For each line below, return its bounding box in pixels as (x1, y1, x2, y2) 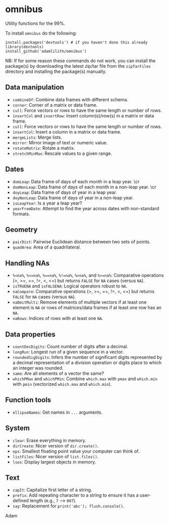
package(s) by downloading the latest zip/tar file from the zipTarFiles (5, 63, 151, 69)
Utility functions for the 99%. (5, 20, 66, 26)
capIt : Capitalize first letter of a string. (12, 487, 92, 493)
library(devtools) (5, 44, 44, 49)
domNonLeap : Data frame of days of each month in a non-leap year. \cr (12, 184, 156, 190)
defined (12, 498, 29, 504)
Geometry (5, 225, 38, 234)
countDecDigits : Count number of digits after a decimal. (12, 343, 129, 349)
